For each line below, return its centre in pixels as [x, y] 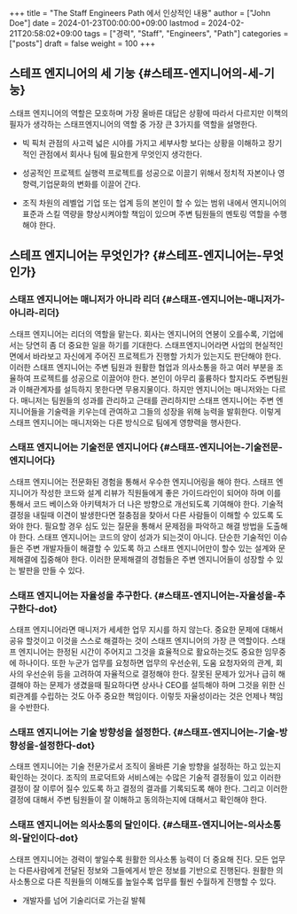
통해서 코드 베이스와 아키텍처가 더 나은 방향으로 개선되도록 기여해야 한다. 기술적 [146, 504]
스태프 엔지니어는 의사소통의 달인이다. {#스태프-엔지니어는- [129, 825]
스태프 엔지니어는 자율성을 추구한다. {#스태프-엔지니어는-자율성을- [143, 595]
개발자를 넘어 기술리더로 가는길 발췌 [84, 900]
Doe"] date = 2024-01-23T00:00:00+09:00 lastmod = [108, 23]
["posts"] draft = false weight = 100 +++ [82, 43]
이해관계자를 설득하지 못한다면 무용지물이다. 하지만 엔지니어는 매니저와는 [144, 389]
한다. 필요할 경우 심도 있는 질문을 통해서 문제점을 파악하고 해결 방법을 [145, 526]
